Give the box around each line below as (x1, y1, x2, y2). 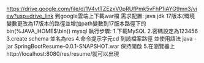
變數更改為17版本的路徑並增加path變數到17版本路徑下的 (6, 20, 146, 27)
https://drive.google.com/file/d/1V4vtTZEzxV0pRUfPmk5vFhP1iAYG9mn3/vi (6, 5, 197, 12)
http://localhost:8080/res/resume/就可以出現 (6, 50, 119, 57)
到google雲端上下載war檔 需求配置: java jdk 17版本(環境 (55, 12, 195, 19)
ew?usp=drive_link (6, 12, 54, 19)
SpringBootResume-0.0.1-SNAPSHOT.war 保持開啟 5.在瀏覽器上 (14, 42, 176, 50)
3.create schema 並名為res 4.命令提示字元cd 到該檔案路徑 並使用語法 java (6, 35, 193, 42)
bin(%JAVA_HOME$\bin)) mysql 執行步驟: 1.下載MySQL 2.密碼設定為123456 (6, 27, 198, 35)
